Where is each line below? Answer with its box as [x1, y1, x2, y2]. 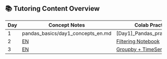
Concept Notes [48, 22, 85, 29]
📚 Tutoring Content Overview [5, 4, 100, 13]
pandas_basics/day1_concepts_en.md [22, 29, 112, 36]
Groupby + [116, 46, 142, 53]
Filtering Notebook [116, 38, 160, 45]
